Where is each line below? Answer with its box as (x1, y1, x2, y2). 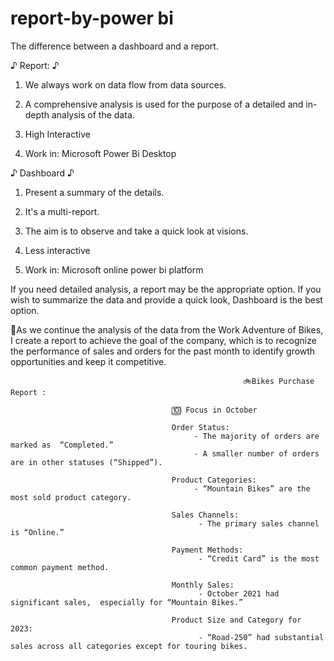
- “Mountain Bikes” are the (193, 483, 311, 494)
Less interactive (24, 244, 91, 256)
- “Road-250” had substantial (198, 632, 325, 642)
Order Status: (171, 422, 230, 432)
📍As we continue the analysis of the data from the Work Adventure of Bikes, (10, 323, 324, 336)
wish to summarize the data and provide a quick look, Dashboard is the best (10, 293, 323, 306)
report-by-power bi (10, 7, 174, 30)
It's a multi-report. (24, 205, 100, 217)
